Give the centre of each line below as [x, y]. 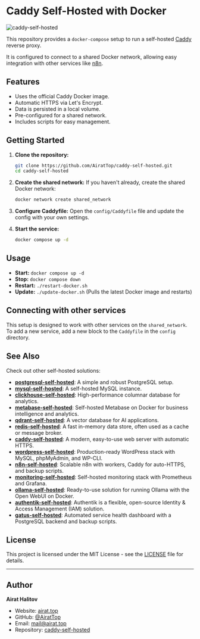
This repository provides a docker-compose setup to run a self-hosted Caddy [99, 39]
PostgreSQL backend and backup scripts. [66, 521]
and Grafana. [31, 483]
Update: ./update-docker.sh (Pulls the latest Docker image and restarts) [103, 292]
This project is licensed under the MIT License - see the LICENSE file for [95, 554]
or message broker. [39, 432]
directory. [18, 337]
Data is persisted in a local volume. [57, 109]
